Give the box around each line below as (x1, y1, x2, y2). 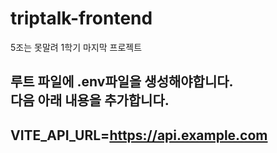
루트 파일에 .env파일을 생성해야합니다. (10, 73, 234, 91)
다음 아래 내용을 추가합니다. (10, 92, 170, 109)
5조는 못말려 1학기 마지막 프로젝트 (10, 41, 143, 53)
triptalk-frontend (10, 7, 153, 30)
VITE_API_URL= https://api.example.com (10, 127, 268, 144)
